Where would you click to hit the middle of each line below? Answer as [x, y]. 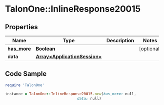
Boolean [45, 49]
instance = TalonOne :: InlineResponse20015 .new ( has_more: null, [71, 94]
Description [120, 41]
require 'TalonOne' [25, 85]
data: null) [89, 98]
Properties [21, 27]
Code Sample [26, 74]
